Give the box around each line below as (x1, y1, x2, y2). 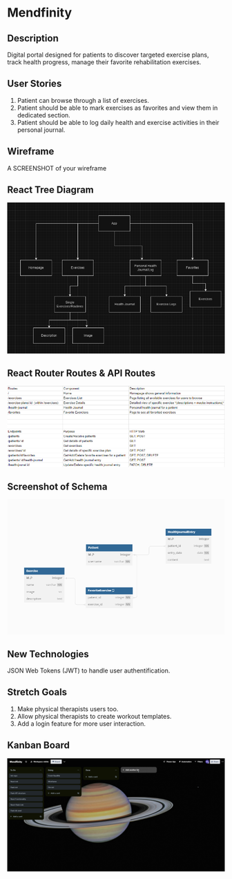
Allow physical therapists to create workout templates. (17, 712, 172, 720)
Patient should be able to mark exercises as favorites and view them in (17, 104, 218, 112)
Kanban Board (7, 740, 70, 751)
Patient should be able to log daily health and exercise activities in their (17, 118, 220, 126)
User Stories (7, 78, 62, 90)
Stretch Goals (7, 686, 68, 698)
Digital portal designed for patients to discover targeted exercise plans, (7, 50, 209, 59)
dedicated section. (17, 110, 70, 119)
